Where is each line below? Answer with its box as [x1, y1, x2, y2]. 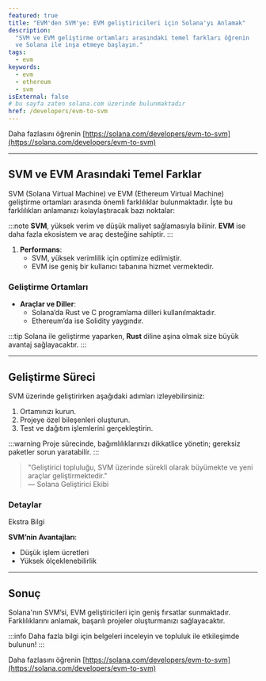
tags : [8, 48, 26, 56]
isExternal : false [8, 93, 69, 101]
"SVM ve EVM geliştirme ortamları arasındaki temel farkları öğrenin [15, 33, 249, 42]
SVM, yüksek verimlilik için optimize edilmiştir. [31, 253, 182, 262]
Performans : [19, 245, 63, 254]
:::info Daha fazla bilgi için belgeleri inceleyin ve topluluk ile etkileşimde [8, 631, 240, 641]
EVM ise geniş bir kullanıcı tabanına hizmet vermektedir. [31, 261, 215, 271]
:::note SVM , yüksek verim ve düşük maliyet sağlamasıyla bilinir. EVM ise [8, 221, 246, 230]
